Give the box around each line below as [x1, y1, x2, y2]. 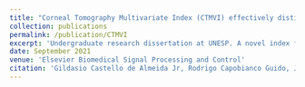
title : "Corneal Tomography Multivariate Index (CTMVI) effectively [9, 13, 274, 23]
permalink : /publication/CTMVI [9, 30, 128, 39]
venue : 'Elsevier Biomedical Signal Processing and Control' [9, 55, 246, 64]
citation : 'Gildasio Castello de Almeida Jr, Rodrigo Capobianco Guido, [9, 64, 290, 73]
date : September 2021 [9, 47, 92, 56]
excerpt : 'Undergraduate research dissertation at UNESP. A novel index [9, 38, 290, 48]
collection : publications [9, 22, 107, 31]
